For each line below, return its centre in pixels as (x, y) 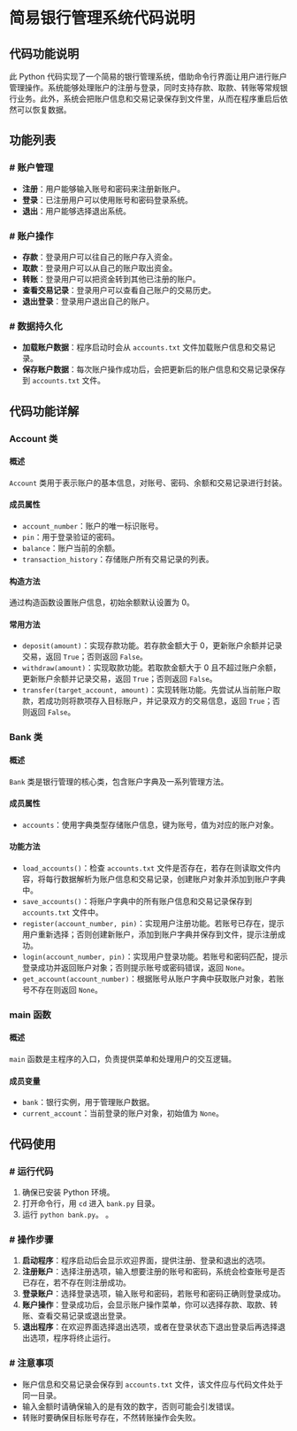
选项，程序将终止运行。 (72, 1338)
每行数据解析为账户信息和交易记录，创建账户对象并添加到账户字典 (165, 878)
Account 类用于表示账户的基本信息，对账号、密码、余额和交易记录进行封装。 (148, 483)
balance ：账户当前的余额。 (71, 548)
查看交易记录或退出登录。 (84, 1316)
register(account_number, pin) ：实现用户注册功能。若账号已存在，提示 (153, 923)
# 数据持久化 (36, 326)
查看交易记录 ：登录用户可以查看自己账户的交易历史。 (119, 290)
